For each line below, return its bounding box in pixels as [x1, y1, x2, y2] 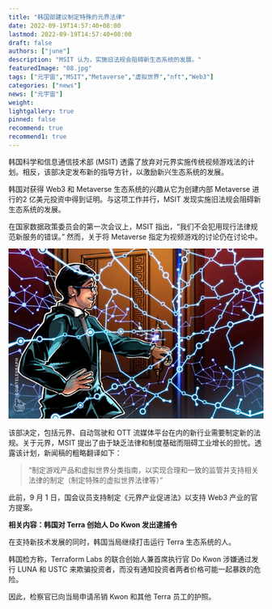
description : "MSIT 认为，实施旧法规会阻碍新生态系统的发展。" [8, 56, 202, 64]
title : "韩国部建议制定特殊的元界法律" [8, 13, 125, 21]
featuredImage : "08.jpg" [8, 65, 92, 73]
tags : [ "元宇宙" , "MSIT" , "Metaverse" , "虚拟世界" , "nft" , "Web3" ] [8, 73, 215, 81]
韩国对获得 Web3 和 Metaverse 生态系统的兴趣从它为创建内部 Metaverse [8, 184, 251, 194]
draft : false [8, 39, 53, 47]
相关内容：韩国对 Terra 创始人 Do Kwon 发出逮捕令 [8, 519, 178, 530]
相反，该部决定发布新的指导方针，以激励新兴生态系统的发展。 [22, 167, 228, 177]
